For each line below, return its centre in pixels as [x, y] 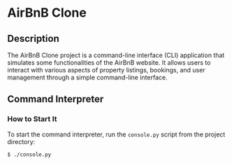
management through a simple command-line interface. [87, 77]
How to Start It [32, 119]
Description [33, 39]
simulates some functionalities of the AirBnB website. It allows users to [109, 63]
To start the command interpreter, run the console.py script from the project [116, 134]
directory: [21, 141]
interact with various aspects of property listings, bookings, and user [106, 70]
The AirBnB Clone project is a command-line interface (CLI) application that [116, 55]
